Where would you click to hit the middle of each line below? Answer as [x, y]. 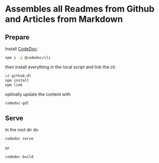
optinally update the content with [38, 94]
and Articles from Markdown [64, 19]
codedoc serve [19, 139]
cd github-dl [18, 76]
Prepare [17, 37]
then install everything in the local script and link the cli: [61, 67]
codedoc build [19, 157]
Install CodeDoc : [22, 49]
